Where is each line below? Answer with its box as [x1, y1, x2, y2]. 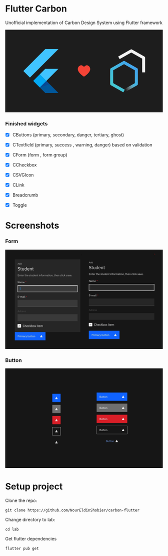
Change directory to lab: [5, 516, 55, 522]
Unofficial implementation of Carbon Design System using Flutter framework [5, 20, 163, 26]
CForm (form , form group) [12, 151, 67, 158]
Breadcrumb [12, 192, 38, 198]
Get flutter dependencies [5, 535, 57, 541]
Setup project [5, 481, 63, 492]
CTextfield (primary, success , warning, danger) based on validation [12, 141, 152, 148]
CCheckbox [12, 161, 37, 168]
